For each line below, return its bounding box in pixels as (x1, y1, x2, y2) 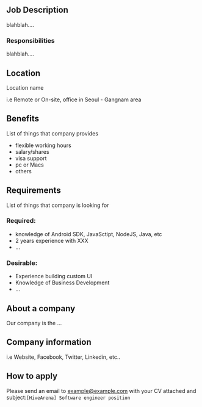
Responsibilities (6, 36, 55, 45)
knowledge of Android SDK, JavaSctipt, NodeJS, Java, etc (15, 230, 162, 237)
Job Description (6, 5, 69, 15)
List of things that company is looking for (6, 201, 109, 209)
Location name (6, 84, 44, 91)
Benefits (6, 113, 40, 124)
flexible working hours (15, 142, 71, 149)
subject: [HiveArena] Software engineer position (6, 394, 131, 401)
